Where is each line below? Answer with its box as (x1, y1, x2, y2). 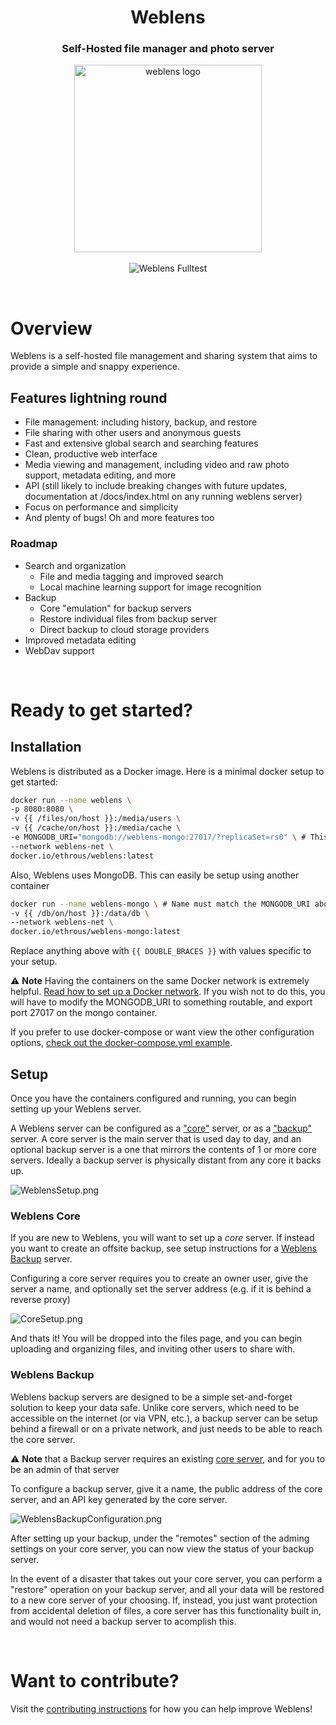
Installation (10, 739, 82, 756)
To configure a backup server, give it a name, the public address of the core (10, 1482, 323, 1495)
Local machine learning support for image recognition (39, 581, 262, 593)
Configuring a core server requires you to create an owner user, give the (10, 1272, 309, 1285)
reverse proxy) (10, 1294, 71, 1306)
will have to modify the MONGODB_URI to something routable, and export (10, 996, 313, 1008)
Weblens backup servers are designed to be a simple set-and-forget (10, 1391, 293, 1403)
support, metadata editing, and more (24, 469, 177, 481)
